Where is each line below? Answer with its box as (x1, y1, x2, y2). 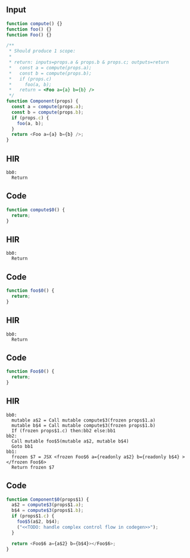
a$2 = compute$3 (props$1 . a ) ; (11, 502, 84, 508)
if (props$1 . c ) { (11, 513, 55, 519)
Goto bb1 (11, 443, 33, 449)
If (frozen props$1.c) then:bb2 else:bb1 (11, 428, 116, 434)
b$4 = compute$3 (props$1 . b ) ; (11, 508, 84, 514)
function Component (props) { (6, 98, 79, 104)
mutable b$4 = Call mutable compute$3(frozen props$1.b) (11, 422, 156, 428)
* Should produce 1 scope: (8, 48, 76, 54)
